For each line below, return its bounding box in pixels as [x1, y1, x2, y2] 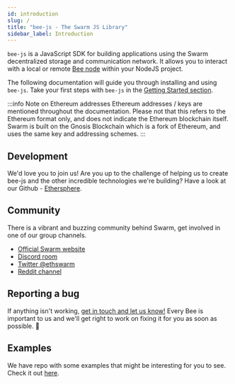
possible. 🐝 [7, 322, 40, 330]
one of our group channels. [7, 231, 87, 239]
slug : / [7, 17, 30, 24]
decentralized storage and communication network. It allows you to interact [7, 57, 228, 66]
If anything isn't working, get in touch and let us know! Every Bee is [7, 306, 204, 315]
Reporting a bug [7, 288, 80, 300]
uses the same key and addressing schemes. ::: [7, 130, 147, 138]
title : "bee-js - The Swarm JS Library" [7, 23, 129, 30]
